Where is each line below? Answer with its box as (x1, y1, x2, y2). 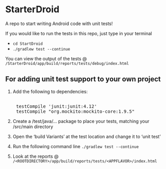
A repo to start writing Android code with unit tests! (5, 20, 113, 27)
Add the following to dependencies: (12, 88, 88, 94)
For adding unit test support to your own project (5, 75, 161, 84)
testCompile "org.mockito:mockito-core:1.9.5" (16, 108, 135, 114)
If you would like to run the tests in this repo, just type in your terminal (5, 30, 152, 36)
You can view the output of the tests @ (5, 55, 87, 62)
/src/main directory (12, 124, 54, 130)
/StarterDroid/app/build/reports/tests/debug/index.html (5, 61, 129, 66)
